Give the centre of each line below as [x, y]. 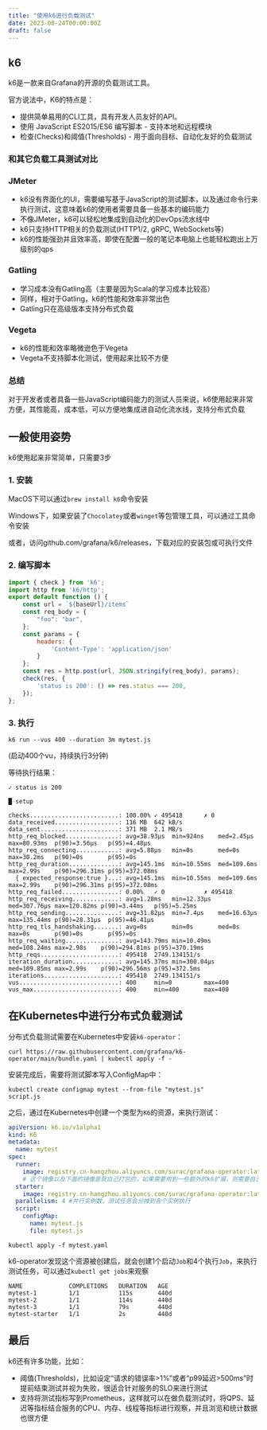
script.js [25, 1096]
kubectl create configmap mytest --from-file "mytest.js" [106, 1089]
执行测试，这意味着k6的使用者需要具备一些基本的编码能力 [114, 209]
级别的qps [37, 249]
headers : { [55, 642]
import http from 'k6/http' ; [56, 590]
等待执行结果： [33, 772]
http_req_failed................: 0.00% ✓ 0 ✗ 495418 [120, 892]
